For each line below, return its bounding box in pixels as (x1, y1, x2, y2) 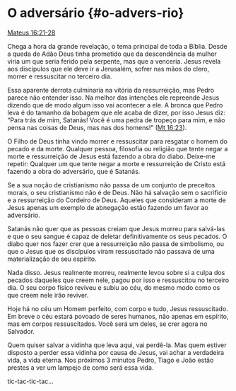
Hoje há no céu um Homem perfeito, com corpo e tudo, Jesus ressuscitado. (7, 304, 228, 313)
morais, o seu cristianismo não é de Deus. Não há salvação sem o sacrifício (7, 188, 228, 197)
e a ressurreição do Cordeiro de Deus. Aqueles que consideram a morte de (7, 196, 226, 204)
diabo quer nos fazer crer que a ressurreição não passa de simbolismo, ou (7, 239, 225, 248)
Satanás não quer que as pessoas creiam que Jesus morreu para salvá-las (7, 224, 225, 233)
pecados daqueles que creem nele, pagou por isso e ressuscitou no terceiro (7, 276, 230, 284)
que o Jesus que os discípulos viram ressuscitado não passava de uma (7, 247, 215, 255)
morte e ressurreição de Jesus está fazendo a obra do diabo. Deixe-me (7, 152, 216, 161)
